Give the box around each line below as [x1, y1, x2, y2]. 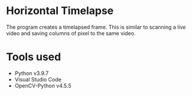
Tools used [6, 50, 61, 64]
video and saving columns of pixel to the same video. [6, 29, 136, 36]
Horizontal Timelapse [6, 4, 114, 18]
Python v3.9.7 [14, 69, 49, 77]
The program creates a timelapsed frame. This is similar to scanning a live [6, 23, 186, 30]
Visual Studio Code [14, 76, 62, 83]
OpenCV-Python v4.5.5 [14, 82, 71, 89]
